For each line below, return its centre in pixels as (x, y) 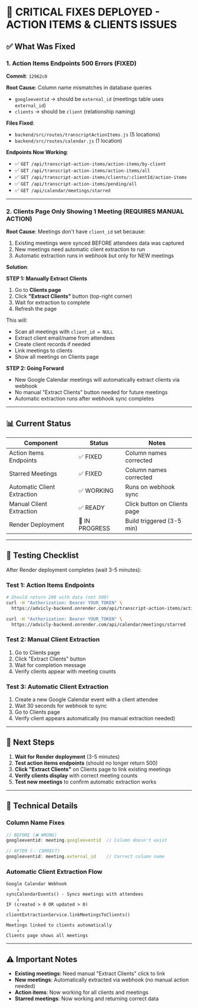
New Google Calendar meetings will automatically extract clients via (97, 380)
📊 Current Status (39, 423)
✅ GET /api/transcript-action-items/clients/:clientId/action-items (101, 177)
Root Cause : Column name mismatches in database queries (79, 87)
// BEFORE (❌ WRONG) (32, 835)
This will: (17, 320)
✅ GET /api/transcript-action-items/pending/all (76, 183)
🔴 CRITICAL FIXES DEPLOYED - (83, 12)
